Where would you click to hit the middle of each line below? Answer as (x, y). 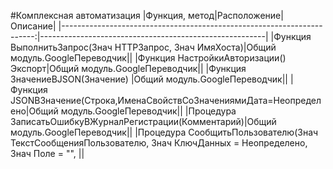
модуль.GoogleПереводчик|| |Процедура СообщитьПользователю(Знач (164, 132)
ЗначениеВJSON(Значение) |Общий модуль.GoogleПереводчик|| (149, 79)
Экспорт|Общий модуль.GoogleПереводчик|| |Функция (128, 68)
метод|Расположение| (235, 15)
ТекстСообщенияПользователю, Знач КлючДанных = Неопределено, (159, 143)
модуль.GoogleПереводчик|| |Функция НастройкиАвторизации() (148, 58)
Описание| (33, 26)
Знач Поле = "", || (47, 153)
